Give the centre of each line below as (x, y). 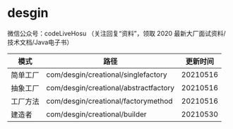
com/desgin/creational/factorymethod (109, 101)
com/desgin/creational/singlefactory (107, 74)
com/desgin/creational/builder (96, 114)
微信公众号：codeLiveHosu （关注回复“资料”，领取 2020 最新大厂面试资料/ (116, 33)
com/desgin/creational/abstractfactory (110, 87)
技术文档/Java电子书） (40, 42)
